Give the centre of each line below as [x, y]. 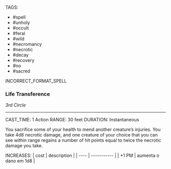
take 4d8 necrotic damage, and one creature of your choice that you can [81, 135]
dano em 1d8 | [20, 161]
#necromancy [27, 44]
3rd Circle [16, 105]
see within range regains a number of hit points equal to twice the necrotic [83, 140]
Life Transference [28, 94]
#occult [21, 28]
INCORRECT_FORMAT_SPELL [36, 81]
